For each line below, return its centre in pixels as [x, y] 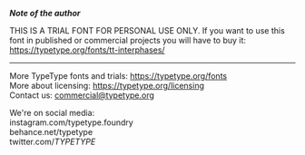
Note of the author [45, 13]
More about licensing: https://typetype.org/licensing [107, 86]
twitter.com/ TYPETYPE [53, 141]
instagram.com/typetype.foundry [71, 122]
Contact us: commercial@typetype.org [82, 95]
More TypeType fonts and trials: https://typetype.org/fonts [118, 76]
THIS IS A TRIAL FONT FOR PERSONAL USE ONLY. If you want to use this [148, 30]
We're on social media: [52, 113]
